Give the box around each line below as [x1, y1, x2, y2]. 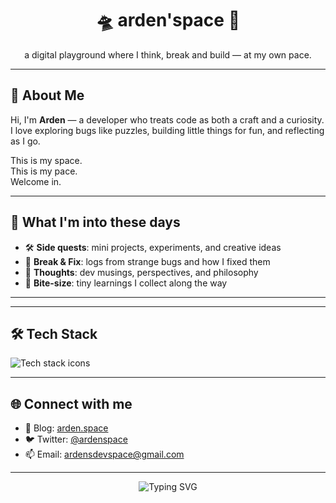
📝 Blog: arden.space [24, 422, 109, 434]
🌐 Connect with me [10, 395, 133, 412]
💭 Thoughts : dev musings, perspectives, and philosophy [24, 266, 259, 278]
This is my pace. [10, 165, 78, 177]
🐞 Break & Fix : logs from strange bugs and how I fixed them [24, 255, 271, 267]
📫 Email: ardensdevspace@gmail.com [24, 448, 185, 461]
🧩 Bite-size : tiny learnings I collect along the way [24, 277, 228, 289]
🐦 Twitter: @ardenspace [24, 433, 128, 446]
